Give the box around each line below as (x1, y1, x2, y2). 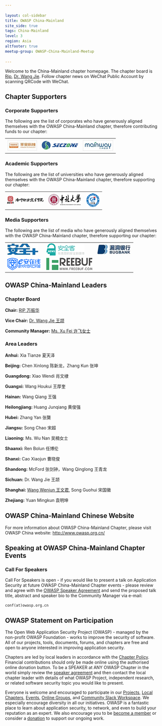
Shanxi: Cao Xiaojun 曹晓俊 (5, 456, 60, 461)
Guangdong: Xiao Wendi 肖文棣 (5, 373, 69, 379)
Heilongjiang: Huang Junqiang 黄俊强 (5, 404, 81, 410)
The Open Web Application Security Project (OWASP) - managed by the (5, 629, 149, 635)
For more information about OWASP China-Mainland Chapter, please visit (5, 524, 151, 531)
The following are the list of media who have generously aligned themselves (5, 228, 157, 233)
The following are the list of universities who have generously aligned (5, 171, 144, 177)
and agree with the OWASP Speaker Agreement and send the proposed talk (5, 588, 157, 593)
